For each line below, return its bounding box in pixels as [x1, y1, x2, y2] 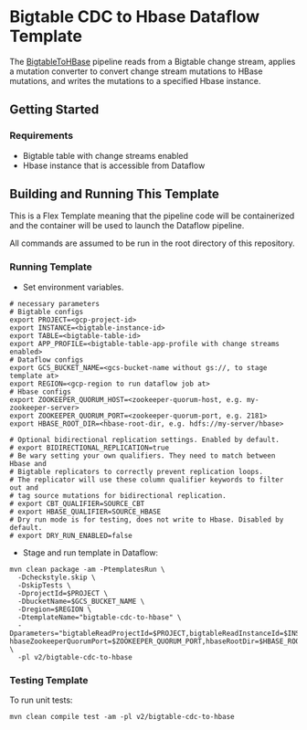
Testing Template [9, 673, 89, 686]
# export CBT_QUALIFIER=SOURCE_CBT [9, 499, 145, 508]
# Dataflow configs [9, 354, 84, 365]
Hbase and [9, 459, 48, 468]
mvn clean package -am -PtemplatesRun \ [9, 565, 166, 574]
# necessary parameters [9, 299, 101, 308]
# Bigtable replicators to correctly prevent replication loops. [9, 467, 263, 476]
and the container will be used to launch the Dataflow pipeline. [9, 220, 245, 231]
